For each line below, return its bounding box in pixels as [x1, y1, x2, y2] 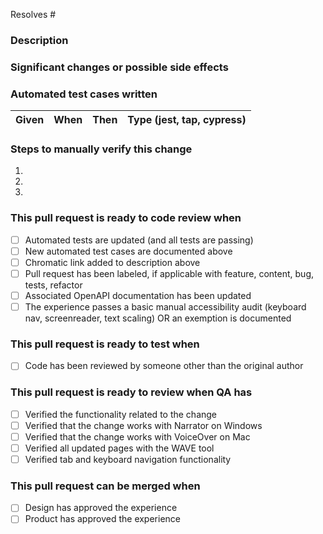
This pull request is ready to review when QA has [10, 385, 253, 399]
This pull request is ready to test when [10, 337, 200, 351]
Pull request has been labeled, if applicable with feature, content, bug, [24, 267, 315, 279]
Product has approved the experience [24, 513, 181, 525]
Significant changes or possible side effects [10, 60, 229, 74]
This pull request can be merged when [10, 479, 201, 493]
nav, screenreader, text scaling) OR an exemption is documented [24, 312, 292, 324]
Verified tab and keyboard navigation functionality [24, 454, 232, 466]
